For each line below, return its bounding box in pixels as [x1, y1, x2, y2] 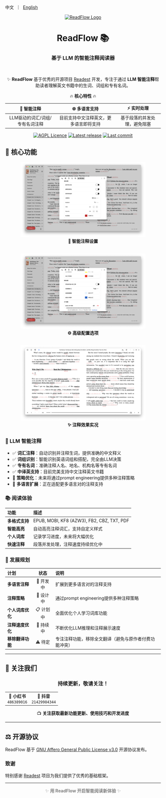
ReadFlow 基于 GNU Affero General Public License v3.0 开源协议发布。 [5, 746, 150, 753]
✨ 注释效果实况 [67, 422, 99, 428]
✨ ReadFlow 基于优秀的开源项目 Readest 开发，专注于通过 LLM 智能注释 [7, 76, 155, 82]
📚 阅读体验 [5, 494, 32, 501]
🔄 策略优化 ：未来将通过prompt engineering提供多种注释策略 [12, 474, 135, 480]
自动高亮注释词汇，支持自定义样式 [33, 526, 103, 532]
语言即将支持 [74, 121, 101, 127]
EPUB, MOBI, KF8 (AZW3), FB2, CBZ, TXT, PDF [33, 518, 129, 524]
